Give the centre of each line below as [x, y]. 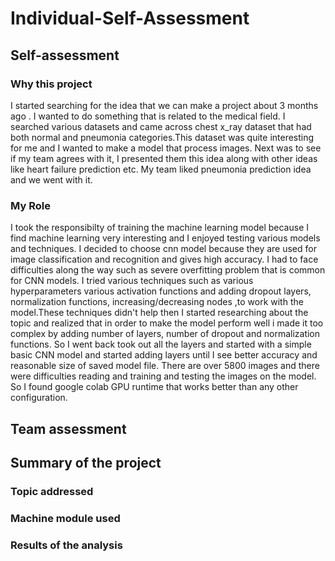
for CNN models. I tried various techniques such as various [132, 281]
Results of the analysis [66, 545]
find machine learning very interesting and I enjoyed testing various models [165, 238]
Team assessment [68, 428]
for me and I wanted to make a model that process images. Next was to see [166, 148]
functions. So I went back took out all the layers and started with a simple [161, 344]
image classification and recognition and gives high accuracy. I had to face [164, 259]
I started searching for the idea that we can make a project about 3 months [164, 105]
